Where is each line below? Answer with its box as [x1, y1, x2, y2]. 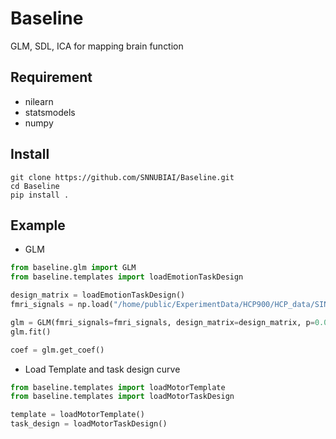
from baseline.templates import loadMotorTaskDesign [10, 392, 235, 402]
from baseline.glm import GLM [10, 263, 137, 273]
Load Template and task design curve [24, 363, 181, 375]
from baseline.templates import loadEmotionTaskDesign [10, 272, 244, 282]
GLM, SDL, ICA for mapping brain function [10, 40, 184, 52]
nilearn [24, 95, 54, 107]
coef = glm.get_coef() [10, 345, 105, 355]
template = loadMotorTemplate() [10, 410, 145, 420]
